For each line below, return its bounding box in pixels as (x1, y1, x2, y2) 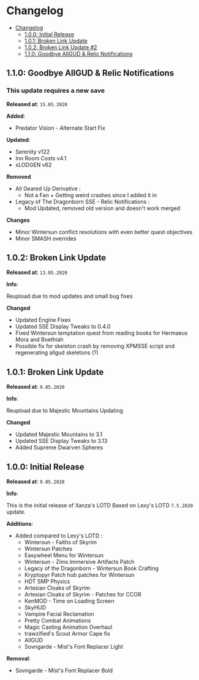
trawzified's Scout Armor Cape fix (24, 630, 110, 638)
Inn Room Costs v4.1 (15, 154, 67, 162)
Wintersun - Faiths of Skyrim (24, 539, 97, 546)
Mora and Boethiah (15, 336, 64, 343)
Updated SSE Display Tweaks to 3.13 (15, 437, 108, 445)
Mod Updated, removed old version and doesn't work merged (24, 204, 181, 212)
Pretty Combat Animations (24, 617, 91, 624)
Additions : (6, 520, 34, 528)
